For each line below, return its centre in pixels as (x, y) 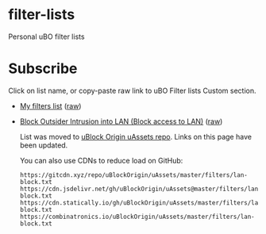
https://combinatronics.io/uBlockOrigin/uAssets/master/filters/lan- (137, 217)
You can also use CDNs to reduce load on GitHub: (101, 160)
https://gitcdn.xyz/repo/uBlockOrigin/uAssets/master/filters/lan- (133, 175)
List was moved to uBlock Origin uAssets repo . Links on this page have (136, 136)
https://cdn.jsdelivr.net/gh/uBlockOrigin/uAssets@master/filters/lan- (141, 189)
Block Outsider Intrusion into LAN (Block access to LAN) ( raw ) (121, 121)
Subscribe (43, 69)
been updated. (44, 145)
